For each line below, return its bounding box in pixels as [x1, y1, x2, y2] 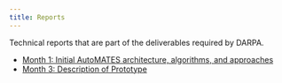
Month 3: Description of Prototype [21, 64, 148, 74]
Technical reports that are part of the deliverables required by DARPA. [9, 37, 264, 48]
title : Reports [9, 12, 66, 22]
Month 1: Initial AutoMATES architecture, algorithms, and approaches [21, 54, 274, 64]
